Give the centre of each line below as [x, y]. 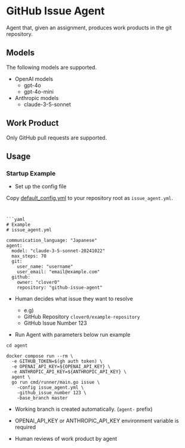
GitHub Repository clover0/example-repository [82, 317]
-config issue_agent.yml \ [50, 388]
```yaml [16, 220]
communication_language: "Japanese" [52, 241]
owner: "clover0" [38, 283]
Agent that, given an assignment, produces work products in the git [89, 28]
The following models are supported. [52, 67]
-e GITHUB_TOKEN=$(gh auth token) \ [57, 361]
